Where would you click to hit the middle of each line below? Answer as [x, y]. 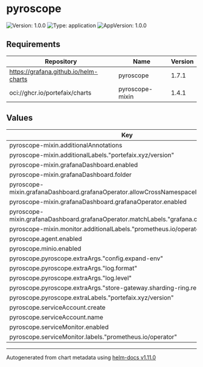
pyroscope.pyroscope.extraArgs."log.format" [73, 268]
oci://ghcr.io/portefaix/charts [50, 92]
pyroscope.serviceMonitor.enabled [59, 327]
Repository [61, 61]
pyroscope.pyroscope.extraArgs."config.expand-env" [86, 258]
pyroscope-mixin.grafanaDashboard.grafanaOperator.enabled [98, 202]
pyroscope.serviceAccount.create [57, 307]
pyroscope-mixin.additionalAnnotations [66, 145]
